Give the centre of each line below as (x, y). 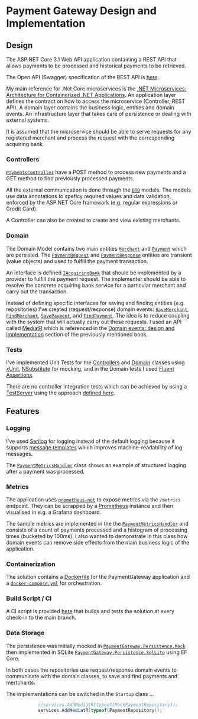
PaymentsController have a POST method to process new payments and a (96, 172)
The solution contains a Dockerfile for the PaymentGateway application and (98, 577)
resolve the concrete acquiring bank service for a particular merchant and (96, 285)
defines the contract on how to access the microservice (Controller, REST (95, 101)
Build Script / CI (29, 598)
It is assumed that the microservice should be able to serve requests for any (99, 132)
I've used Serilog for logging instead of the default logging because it (90, 441)
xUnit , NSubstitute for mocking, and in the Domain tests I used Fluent (90, 368)
